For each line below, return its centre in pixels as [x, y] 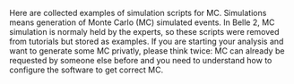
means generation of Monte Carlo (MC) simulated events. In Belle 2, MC [142, 22]
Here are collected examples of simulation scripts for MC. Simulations [138, 13]
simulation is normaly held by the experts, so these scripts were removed [144, 32]
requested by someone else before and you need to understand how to [141, 60]
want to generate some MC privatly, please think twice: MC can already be [147, 51]
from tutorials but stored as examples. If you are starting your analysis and [147, 41]
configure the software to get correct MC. [86, 70]
